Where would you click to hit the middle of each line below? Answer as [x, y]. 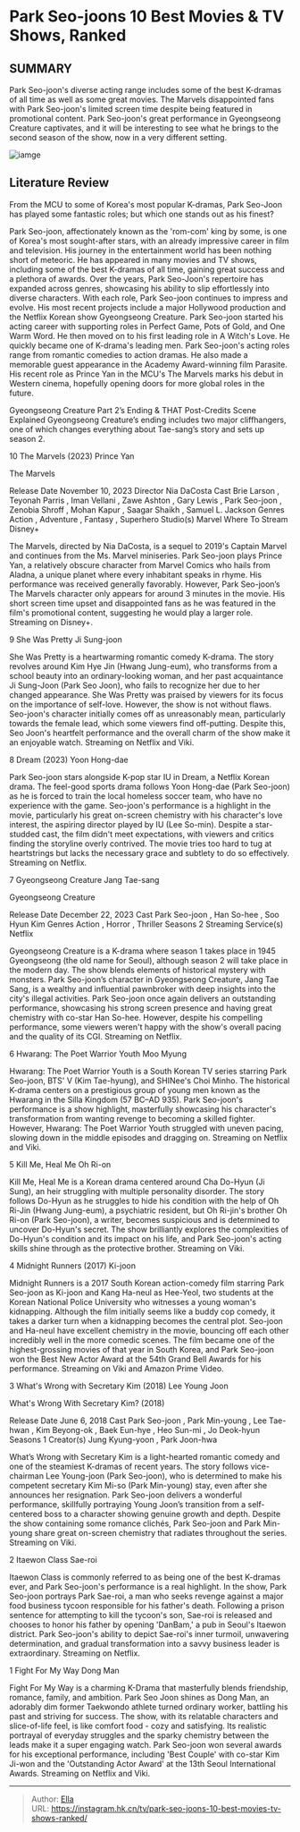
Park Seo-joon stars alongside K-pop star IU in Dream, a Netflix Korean [139, 776]
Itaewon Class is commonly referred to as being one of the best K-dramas [145, 1577]
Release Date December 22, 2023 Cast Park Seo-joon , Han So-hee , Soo [144, 914]
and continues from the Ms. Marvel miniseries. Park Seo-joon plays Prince [146, 556]
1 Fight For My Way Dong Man [65, 1670]
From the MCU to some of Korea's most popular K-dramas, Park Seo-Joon [146, 204]
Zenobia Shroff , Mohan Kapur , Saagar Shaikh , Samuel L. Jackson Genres [147, 509]
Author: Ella [52, 1799]
